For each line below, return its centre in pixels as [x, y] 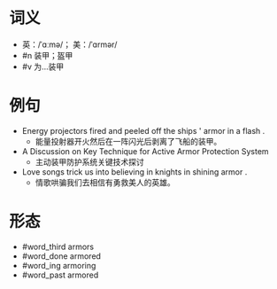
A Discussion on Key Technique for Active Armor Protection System [145, 151]
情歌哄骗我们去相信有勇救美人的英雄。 [105, 182]
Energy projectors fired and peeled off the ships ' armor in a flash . [143, 130]
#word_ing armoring [59, 265]
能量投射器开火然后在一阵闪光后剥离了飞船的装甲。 [128, 141]
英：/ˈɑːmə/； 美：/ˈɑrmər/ [69, 44]
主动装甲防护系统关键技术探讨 [89, 161]
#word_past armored [60, 275]
